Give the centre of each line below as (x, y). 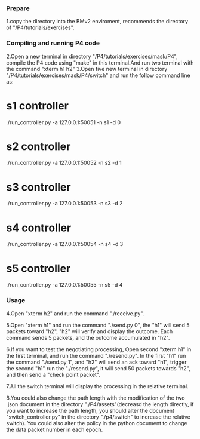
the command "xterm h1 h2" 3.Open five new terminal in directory (87, 69)
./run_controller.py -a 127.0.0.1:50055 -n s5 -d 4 (64, 285)
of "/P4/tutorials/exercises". (40, 27)
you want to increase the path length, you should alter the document (90, 410)
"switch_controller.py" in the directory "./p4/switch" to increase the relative (99, 417)
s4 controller (39, 228)
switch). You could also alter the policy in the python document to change (97, 423)
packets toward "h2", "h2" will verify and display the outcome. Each (90, 331)
